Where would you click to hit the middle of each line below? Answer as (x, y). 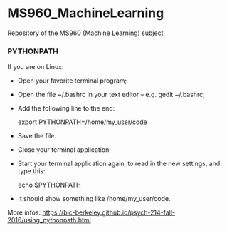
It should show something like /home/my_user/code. (94, 199)
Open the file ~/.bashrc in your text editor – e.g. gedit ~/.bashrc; (111, 95)
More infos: (24, 212)
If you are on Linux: (36, 67)
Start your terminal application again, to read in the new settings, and (119, 164)
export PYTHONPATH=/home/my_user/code (82, 122)
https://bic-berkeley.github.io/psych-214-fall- (109, 212)
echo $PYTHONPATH (49, 185)
